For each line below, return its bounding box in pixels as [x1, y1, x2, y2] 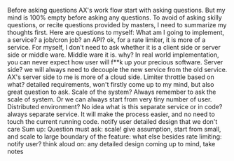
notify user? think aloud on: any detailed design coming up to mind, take [7, 140, 216, 148]
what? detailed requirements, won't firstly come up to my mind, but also [7, 80, 214, 88]
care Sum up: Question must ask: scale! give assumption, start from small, [7, 125, 221, 133]
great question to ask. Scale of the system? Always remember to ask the [7, 87, 216, 96]
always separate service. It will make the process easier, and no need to [7, 110, 215, 118]
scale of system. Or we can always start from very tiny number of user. [7, 95, 212, 104]
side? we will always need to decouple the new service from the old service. [7, 66, 228, 73]
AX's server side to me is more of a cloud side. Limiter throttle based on [7, 73, 215, 81]
